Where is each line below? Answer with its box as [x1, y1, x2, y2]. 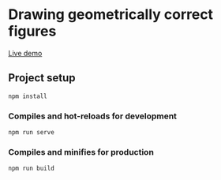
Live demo [8, 48, 43, 58]
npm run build [8, 164, 55, 173]
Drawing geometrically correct [8, 6, 214, 24]
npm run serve [8, 129, 55, 137]
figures [8, 22, 57, 40]
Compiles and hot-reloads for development [8, 111, 178, 122]
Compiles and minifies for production [8, 146, 154, 157]
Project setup [8, 71, 77, 84]
